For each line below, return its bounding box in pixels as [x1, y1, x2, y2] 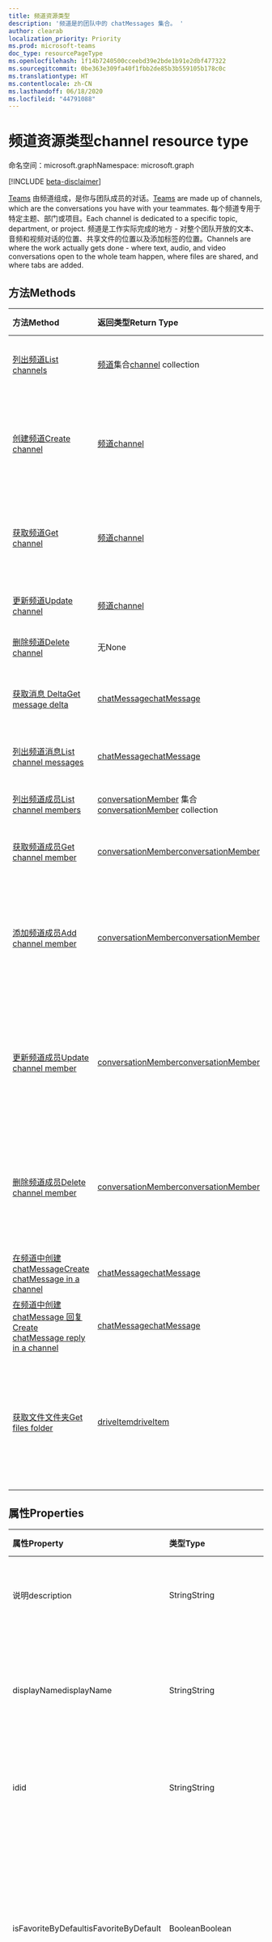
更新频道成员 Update [12, 1052, 89, 1063]
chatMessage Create [12, 1264, 90, 1274]
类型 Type [168, 1538, 206, 1549]
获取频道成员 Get [12, 841, 75, 852]
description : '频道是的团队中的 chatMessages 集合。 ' [8, 19, 184, 28]
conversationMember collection [96, 804, 219, 815]
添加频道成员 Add [12, 927, 77, 939]
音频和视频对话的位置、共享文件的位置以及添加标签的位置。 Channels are [8, 234, 251, 244]
